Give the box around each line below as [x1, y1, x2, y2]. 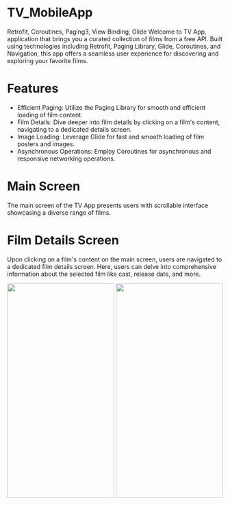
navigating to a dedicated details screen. [16, 125, 132, 133]
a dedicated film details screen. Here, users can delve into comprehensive [7, 262, 217, 270]
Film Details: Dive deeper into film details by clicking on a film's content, [16, 118, 220, 126]
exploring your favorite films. [7, 56, 88, 64]
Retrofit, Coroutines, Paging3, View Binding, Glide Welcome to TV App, [7, 27, 207, 36]
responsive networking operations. [16, 154, 116, 163]
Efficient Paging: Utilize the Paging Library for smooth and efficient [16, 103, 206, 111]
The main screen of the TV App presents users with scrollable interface [7, 201, 209, 209]
